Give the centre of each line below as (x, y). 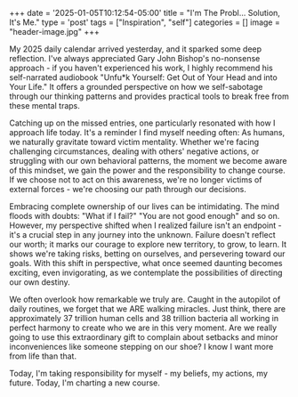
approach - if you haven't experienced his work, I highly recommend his (141, 68)
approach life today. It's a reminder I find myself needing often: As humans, (147, 132)
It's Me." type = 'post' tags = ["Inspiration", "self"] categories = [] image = (145, 22)
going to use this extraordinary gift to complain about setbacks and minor (144, 337)
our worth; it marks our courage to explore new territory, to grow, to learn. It (148, 244)
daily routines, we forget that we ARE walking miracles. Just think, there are (148, 309)
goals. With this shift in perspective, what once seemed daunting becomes (146, 263)
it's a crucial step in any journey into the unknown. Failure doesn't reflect (142, 235)
